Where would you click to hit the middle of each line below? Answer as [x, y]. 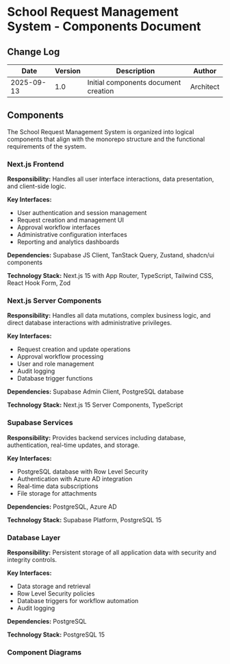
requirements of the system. [47, 146]
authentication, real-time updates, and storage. [74, 445]
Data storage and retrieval [54, 586]
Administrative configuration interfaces [72, 235]
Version [67, 71]
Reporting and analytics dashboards [68, 242]
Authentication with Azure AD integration [75, 478]
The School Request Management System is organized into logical [101, 131]
